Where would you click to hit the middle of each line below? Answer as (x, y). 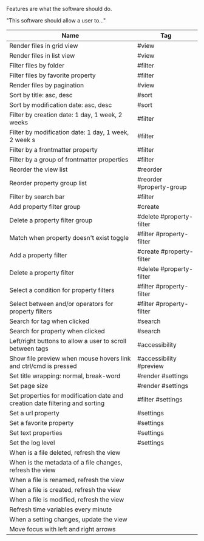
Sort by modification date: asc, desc (61, 105)
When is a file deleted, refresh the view (65, 453)
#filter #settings (160, 399)
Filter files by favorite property (53, 75)
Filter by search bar (37, 197)
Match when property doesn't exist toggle (69, 238)
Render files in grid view (44, 46)
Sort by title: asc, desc (41, 95)
